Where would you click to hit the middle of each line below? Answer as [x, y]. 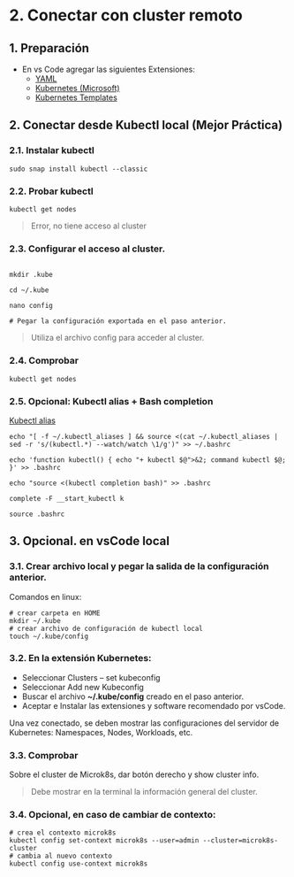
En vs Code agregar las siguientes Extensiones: [109, 69]
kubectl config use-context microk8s [79, 864]
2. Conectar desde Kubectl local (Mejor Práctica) [146, 125]
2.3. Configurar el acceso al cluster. [87, 249]
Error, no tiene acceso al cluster [89, 226]
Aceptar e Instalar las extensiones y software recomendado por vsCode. [154, 705]
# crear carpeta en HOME [55, 613]
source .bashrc [37, 514]
